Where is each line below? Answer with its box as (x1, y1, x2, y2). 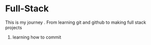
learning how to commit (12, 34, 61, 40)
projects (5, 24, 22, 30)
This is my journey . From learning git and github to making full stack (5, 19, 146, 25)
